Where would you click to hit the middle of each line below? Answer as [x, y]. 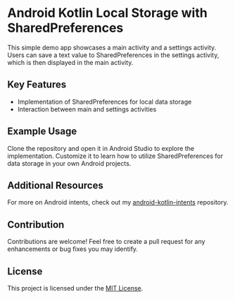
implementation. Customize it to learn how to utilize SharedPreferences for [115, 156]
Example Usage [42, 132]
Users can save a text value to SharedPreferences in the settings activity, [113, 55]
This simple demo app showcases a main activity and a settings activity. [112, 47]
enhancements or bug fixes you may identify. [73, 249]
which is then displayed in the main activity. [70, 62]
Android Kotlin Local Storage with [107, 13]
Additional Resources [55, 185]
